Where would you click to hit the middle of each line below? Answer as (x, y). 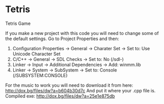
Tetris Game (18, 23)
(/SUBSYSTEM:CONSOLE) (40, 75)
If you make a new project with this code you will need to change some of (82, 33)
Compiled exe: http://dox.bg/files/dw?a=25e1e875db (60, 96)
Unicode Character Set (36, 54)
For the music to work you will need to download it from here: (69, 85)
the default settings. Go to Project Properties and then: (62, 39)
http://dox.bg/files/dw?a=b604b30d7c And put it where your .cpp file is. (80, 90)
